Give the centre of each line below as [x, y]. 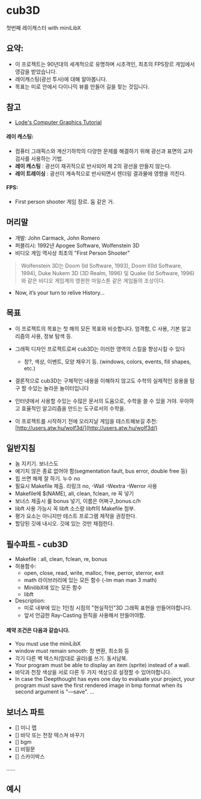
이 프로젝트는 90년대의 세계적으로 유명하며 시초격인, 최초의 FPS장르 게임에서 [105, 64]
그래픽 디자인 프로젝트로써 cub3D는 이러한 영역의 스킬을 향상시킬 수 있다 [100, 349]
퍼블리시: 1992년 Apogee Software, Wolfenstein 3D [77, 245]
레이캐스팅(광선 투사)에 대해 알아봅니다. [61, 79]
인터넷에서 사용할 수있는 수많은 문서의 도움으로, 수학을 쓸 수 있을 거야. [96, 401]
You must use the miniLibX [48, 644]
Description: [30, 601]
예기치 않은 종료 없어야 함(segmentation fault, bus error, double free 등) [101, 471]
